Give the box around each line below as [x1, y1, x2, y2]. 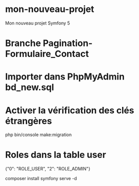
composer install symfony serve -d [5, 175, 77, 181]
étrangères [5, 115, 52, 126]
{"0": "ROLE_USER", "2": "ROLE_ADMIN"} [5, 166, 91, 172]
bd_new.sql [5, 81, 54, 93]
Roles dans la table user [5, 149, 106, 160]
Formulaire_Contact [5, 48, 89, 59]
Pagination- [42, 37, 93, 49]
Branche [5, 37, 41, 49]
